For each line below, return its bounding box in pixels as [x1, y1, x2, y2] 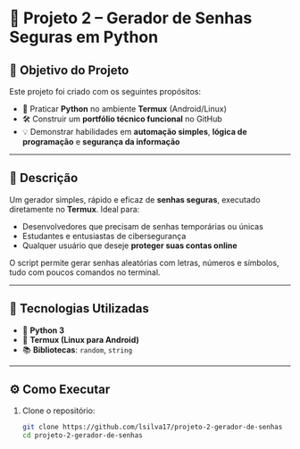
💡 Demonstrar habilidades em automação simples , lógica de [21, 127, 247, 137]
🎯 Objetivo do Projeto [9, 62, 129, 78]
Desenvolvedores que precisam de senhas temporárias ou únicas [21, 220, 263, 231]
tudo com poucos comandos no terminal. [9, 267, 161, 278]
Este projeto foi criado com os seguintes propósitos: [9, 87, 202, 96]
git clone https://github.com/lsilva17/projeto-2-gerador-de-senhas [21, 423, 283, 432]
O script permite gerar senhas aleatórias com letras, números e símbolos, [9, 257, 279, 268]
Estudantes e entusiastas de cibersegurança [21, 230, 187, 241]
